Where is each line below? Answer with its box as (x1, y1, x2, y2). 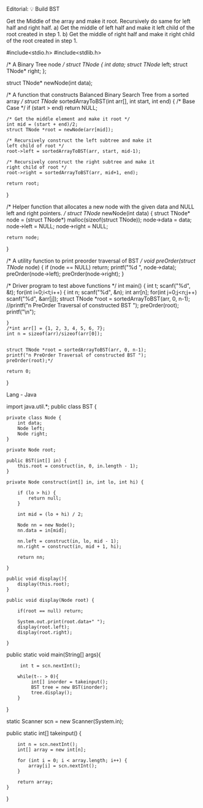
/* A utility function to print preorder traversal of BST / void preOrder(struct (6, 257, 196, 264)
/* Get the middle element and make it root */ (6, 116, 131, 122)
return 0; (6, 368, 32, 374)
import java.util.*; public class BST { (6, 403, 97, 410)
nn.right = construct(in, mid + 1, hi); (17, 544, 122, 550)
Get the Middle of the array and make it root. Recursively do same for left (6, 18, 191, 25)
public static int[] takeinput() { (6, 729, 82, 737)
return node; (6, 234, 40, 240)
